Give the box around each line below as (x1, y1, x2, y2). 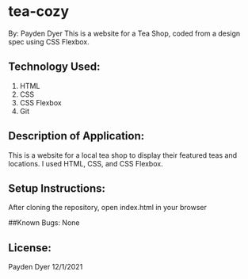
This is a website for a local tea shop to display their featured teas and (8, 150, 238, 160)
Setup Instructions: (8, 182, 105, 195)
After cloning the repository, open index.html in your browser (8, 203, 208, 212)
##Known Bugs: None (8, 218, 80, 227)
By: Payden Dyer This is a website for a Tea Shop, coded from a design (8, 29, 241, 38)
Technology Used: (8, 60, 101, 74)
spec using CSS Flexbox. (8, 36, 90, 46)
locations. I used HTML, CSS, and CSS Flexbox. (8, 159, 164, 168)
